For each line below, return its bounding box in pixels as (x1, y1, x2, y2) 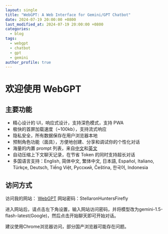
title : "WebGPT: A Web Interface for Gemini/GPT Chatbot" (5, 12, 131, 17)
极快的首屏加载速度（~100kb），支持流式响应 (12, 126, 107, 132)
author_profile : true (5, 60, 51, 65)
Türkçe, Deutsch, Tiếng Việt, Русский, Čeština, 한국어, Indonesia (12, 165, 149, 171)
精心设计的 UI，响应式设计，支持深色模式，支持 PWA (12, 120, 124, 126)
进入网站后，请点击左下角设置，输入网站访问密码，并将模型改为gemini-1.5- (5, 206, 163, 213)
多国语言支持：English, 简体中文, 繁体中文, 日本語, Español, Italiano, (12, 158, 154, 164)
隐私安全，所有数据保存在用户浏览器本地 (12, 132, 98, 138)
